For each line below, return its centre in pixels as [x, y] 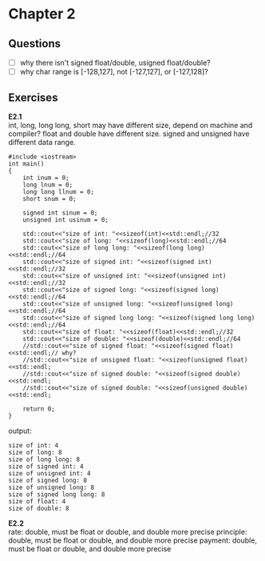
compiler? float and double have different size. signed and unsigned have [129, 134]
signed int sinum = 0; [60, 213]
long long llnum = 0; [58, 192]
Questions [35, 44]
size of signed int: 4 [46, 466]
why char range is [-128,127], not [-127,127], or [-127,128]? [114, 72]
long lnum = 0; [48, 185]
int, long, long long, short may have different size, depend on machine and [131, 125]
